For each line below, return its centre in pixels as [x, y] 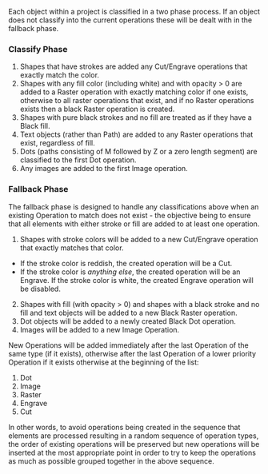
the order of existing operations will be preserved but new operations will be [134, 444]
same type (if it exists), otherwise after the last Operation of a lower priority [132, 353]
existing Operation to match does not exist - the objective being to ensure [130, 215]
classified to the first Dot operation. [78, 160]
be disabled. [40, 289]
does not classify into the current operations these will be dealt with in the [130, 20]
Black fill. [35, 126]
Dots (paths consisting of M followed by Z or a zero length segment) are [138, 152]
